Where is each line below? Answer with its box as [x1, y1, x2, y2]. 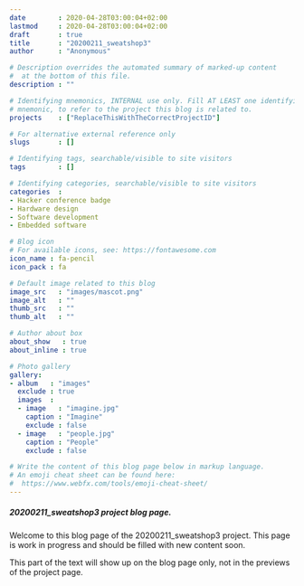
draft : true [9, 30, 83, 39]
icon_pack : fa [9, 262, 67, 271]
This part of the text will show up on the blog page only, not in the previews [9, 557, 290, 568]
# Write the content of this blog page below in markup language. [9, 462, 265, 471]
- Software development [9, 213, 100, 222]
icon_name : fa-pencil [9, 254, 95, 263]
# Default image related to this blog [9, 279, 156, 288]
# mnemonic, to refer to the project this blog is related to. [9, 105, 253, 114]
